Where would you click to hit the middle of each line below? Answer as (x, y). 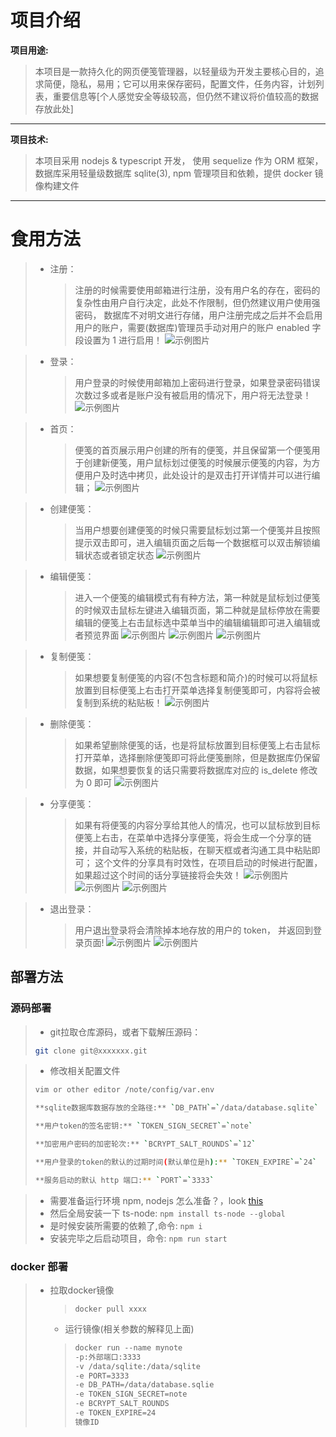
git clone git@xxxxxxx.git (91, 1051)
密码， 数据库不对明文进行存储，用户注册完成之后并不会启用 (198, 315)
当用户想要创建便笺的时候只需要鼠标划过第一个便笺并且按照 (197, 530)
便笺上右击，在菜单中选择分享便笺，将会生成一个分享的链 (193, 837)
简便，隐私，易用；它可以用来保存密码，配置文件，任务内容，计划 (179, 83)
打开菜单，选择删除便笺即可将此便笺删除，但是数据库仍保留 (197, 757)
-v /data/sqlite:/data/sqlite (137, 1366)
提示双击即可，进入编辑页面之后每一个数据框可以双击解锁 (193, 542)
